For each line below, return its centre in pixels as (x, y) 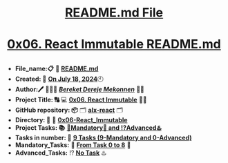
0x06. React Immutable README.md (114, 45)
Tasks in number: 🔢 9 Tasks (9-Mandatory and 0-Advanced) (103, 137)
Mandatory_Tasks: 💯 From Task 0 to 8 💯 (73, 145)
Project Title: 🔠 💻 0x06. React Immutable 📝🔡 (81, 99)
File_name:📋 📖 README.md (57, 68)
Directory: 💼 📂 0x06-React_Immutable (71, 119)
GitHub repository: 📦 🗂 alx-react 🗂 (69, 110)
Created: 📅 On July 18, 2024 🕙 (59, 79)
